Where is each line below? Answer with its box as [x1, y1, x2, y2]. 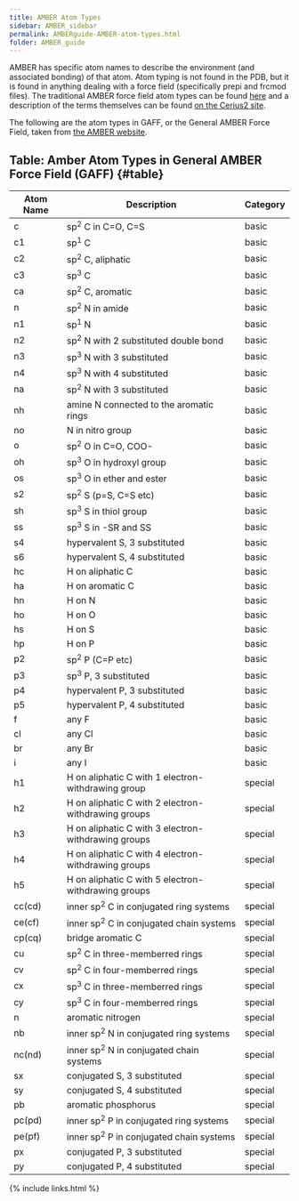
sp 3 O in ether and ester [66, 471, 167, 485]
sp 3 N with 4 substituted [66, 366, 169, 380]
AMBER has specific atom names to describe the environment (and [9, 62, 255, 73]
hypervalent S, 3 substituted [66, 536, 185, 548]
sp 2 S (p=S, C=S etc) [66, 487, 155, 501]
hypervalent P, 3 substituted [66, 684, 185, 697]
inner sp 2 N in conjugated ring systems [66, 1026, 230, 1040]
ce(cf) [13, 916, 40, 929]
